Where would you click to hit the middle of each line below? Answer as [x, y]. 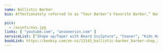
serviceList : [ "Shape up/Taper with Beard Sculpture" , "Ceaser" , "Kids [79, 36]
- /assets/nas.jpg [28, 27]
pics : [10, 23]
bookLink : [15, 41]
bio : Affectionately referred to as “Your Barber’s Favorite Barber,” [78, 14]
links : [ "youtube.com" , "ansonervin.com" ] [50, 32]
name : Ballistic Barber [29, 9]
